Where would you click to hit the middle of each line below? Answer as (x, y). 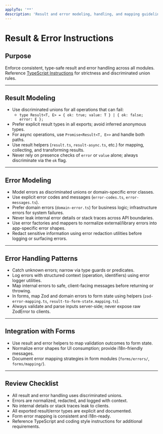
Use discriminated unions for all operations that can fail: (68, 109)
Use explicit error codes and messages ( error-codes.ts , (68, 197)
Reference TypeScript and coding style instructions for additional (77, 421)
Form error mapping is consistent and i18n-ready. (61, 416)
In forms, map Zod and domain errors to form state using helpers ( (78, 296)
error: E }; (31, 120)
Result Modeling (30, 98)
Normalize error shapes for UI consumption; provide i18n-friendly (77, 348)
